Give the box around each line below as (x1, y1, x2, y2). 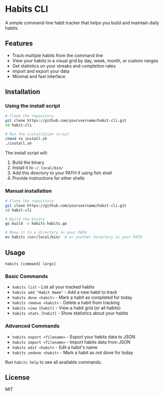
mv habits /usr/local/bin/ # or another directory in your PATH (5, 235, 142, 240)
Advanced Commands (5, 323, 60, 329)
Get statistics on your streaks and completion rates (12, 63, 116, 69)
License (5, 373, 30, 382)
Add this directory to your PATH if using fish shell (12, 170, 112, 176)
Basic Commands (5, 273, 48, 280)
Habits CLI (5, 3, 48, 15)
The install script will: (5, 149, 48, 156)
